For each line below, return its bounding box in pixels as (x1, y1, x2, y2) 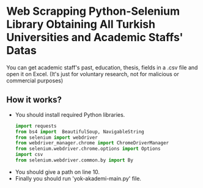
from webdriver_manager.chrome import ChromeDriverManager (15, 140, 169, 146)
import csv (15, 152, 43, 158)
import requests (15, 123, 57, 129)
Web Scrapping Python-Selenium (6, 4, 180, 18)
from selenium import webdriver (15, 134, 98, 141)
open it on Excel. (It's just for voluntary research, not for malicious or (6, 70, 179, 77)
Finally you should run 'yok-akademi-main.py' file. (15, 174, 142, 182)
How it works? (6, 95, 62, 105)
